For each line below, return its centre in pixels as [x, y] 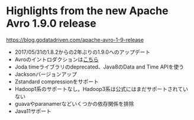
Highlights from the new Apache [87, 11]
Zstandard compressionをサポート [57, 82]
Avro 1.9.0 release [51, 23]
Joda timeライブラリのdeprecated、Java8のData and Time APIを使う [99, 67]
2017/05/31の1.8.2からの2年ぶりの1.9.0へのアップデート [83, 52]
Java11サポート [33, 111]
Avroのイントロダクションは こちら [56, 59]
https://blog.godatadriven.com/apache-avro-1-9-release [75, 40]
